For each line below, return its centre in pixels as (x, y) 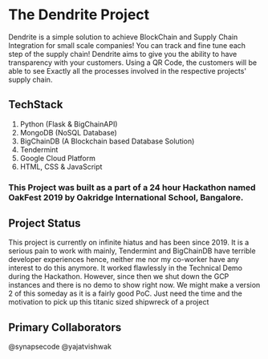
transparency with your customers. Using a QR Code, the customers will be (133, 63)
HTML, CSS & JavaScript (61, 167)
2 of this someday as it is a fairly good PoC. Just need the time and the (125, 293)
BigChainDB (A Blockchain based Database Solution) (107, 141)
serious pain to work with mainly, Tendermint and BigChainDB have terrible (132, 251)
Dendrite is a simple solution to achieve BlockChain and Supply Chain (123, 37)
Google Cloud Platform (58, 158)
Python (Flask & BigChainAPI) (69, 124)
